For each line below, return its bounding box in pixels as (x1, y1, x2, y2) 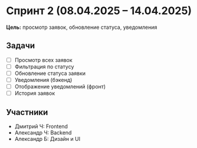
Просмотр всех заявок (14, 56, 73, 63)
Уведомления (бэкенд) (14, 76, 73, 83)
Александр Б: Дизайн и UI (14, 135, 81, 142)
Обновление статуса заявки (14, 70, 86, 77)
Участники (6, 107, 48, 117)
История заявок (14, 90, 55, 97)
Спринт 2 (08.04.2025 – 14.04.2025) (6, 4, 192, 18)
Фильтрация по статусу (14, 63, 74, 70)
